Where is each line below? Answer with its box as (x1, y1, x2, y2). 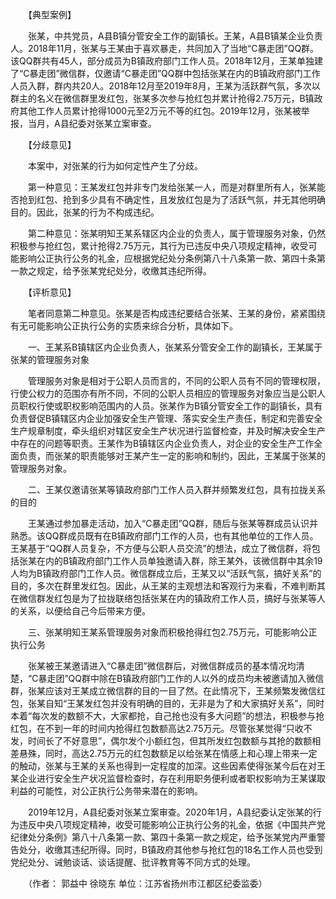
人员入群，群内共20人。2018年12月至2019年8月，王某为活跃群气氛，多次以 (10, 80, 321, 92)
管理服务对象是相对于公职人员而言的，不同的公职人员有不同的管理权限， (27, 375, 326, 387)
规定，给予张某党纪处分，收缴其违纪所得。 (36, 265, 212, 277)
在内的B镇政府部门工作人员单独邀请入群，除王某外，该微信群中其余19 (36, 555, 323, 567)
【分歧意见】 (27, 139, 77, 150)
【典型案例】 (27, 9, 77, 20)
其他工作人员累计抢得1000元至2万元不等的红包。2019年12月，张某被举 (18, 105, 310, 117)
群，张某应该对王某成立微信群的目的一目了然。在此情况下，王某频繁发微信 (10, 685, 317, 697)
